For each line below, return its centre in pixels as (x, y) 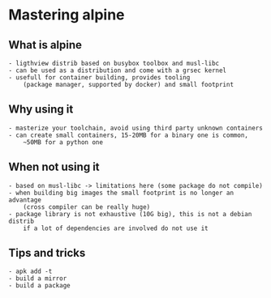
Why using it (41, 110)
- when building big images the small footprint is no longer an (121, 193)
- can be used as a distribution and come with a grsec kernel (118, 70)
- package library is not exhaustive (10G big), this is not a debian (130, 214)
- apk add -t (30, 272)
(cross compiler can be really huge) (87, 207)
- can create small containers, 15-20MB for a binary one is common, (129, 135)
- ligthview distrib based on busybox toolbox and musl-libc (114, 63)
